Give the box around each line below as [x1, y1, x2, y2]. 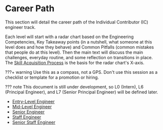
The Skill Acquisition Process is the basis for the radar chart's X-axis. [5, 60, 144, 65]
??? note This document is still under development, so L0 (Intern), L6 [5, 84, 143, 89]
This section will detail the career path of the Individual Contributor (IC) [5, 19, 148, 25]
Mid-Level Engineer [12, 104, 52, 109]
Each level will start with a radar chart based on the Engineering [5, 34, 134, 40]
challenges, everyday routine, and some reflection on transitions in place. [5, 54, 153, 60]
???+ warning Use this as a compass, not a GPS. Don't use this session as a [5, 69, 158, 75]
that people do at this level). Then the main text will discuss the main [5, 49, 143, 55]
